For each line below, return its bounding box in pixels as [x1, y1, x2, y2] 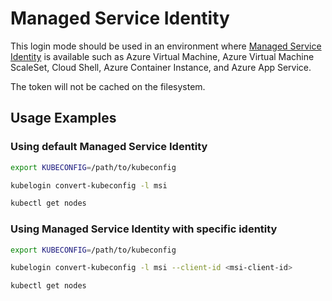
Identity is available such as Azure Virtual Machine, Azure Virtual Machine [10, 50, 315, 62]
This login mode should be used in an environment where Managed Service [10, 40, 322, 52]
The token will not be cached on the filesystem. [10, 80, 206, 92]
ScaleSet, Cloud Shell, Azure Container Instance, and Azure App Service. [10, 61, 312, 73]
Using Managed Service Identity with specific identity [10, 222, 278, 236]
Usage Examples [10, 110, 117, 127]
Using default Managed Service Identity [10, 140, 208, 154]
